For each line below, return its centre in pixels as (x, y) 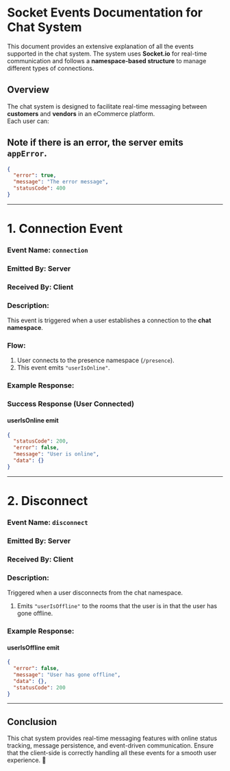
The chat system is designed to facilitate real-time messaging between (107, 106)
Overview (28, 90)
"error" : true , (35, 176)
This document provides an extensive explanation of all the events (100, 46)
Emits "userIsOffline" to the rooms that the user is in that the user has (117, 606)
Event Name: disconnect (48, 522)
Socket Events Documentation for (105, 13)
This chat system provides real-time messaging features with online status (112, 738)
